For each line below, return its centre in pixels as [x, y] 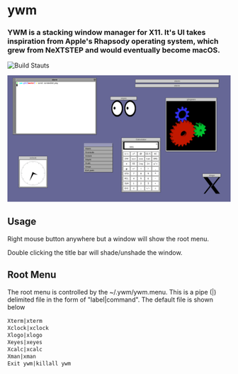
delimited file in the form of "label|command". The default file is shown [110, 299]
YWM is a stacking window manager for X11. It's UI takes [107, 33]
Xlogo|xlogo [25, 335]
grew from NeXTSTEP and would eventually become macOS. [114, 50]
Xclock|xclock [28, 328]
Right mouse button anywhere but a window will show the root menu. [108, 238]
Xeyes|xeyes [25, 342]
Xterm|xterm [25, 321]
